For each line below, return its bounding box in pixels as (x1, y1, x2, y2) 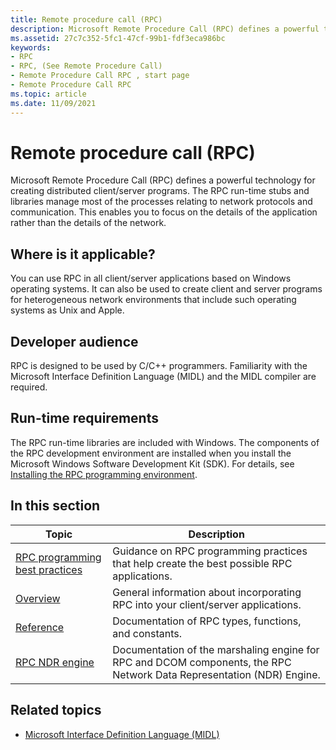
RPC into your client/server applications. (112, 597, 302, 611)
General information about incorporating (112, 585, 302, 599)
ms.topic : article (10, 89, 87, 99)
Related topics (10, 702, 102, 719)
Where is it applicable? (10, 246, 156, 263)
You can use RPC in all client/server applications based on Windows (10, 272, 292, 285)
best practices (15, 562, 83, 576)
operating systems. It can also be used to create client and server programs (10, 283, 323, 295)
